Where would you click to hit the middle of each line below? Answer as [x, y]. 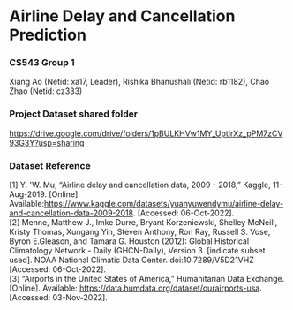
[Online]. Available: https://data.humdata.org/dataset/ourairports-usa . [135, 288]
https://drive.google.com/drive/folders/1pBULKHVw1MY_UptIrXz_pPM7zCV [146, 133]
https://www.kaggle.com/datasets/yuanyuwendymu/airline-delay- [164, 204]
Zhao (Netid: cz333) [46, 91]
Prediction [48, 35]
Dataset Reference [50, 165]
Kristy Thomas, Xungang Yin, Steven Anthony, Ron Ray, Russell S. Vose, [140, 232]
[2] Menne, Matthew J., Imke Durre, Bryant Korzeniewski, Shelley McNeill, [143, 223]
